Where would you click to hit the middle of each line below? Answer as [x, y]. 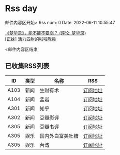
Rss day [21, 9]
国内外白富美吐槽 [59, 136]
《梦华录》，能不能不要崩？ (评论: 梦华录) [45, 33]
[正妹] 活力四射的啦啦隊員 [31, 39]
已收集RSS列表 [27, 66]
